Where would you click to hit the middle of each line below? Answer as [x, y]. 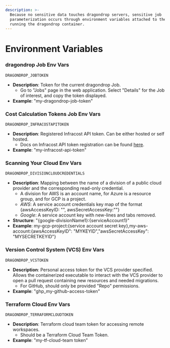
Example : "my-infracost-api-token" [50, 150]
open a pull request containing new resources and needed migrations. [86, 280]
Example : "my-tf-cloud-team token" [50, 340]
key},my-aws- [133, 226]
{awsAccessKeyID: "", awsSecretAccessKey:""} [70, 210]
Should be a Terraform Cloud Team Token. [64, 335]
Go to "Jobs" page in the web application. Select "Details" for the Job [92, 90]
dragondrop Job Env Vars [37, 65]
